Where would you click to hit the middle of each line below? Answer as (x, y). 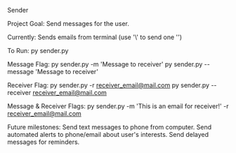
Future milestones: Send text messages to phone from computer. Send (110, 127)
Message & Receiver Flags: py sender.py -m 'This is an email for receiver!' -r (118, 106)
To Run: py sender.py (38, 51)
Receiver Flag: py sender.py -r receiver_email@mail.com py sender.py (108, 85)
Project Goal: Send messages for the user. (68, 23)
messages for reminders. (44, 142)
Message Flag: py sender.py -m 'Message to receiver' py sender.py (105, 64)
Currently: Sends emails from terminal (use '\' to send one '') (95, 37)
